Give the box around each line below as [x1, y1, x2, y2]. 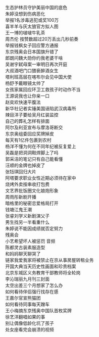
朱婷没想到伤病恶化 [5, 11, 45, 17]
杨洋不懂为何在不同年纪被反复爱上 [5, 143, 76, 149]
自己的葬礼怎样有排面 [5, 118, 49, 124]
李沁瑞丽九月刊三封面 [5, 276, 49, 282]
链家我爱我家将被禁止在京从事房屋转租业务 [5, 257, 94, 263]
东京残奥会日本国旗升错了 [5, 49, 59, 55]
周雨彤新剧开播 [5, 194, 36, 200]
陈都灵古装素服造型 [5, 245, 45, 250]
